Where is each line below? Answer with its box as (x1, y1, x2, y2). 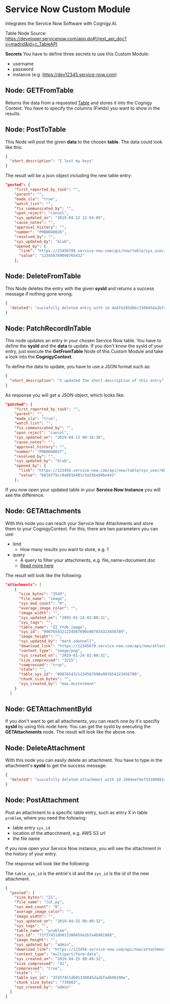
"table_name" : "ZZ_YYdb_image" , (18, 625, 87, 630)
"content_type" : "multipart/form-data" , (14, 951, 101, 957)
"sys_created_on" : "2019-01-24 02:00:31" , (18, 653, 110, 658)
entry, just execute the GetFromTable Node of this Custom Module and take (5, 348, 163, 354)
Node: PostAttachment (5, 796, 79, 804)
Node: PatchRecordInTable (5, 324, 92, 333)
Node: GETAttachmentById (5, 705, 92, 714)
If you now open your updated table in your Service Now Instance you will (5, 487, 161, 493)
